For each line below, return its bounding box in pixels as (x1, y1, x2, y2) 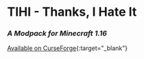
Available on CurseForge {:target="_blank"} (7, 44, 128, 52)
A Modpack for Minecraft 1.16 (7, 29, 108, 38)
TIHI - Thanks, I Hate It (7, 4, 137, 20)
